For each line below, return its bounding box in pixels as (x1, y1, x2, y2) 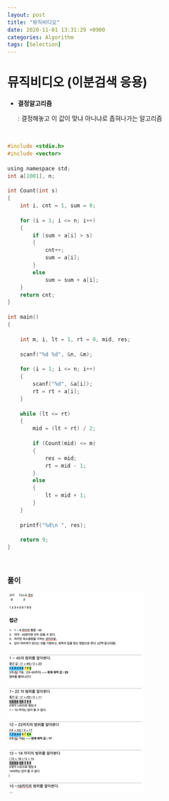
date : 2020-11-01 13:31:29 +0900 (7, 26, 106, 33)
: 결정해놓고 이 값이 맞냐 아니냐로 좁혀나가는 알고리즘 (17, 114, 163, 123)
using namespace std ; (7, 165, 71, 172)
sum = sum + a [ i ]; (44, 276, 99, 283)
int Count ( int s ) (7, 187, 58, 194)
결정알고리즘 (17, 99, 53, 108)
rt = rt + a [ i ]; (32, 387, 80, 395)
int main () (7, 313, 39, 321)
